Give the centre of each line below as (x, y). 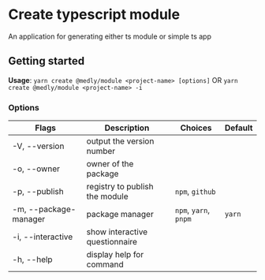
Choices (196, 128)
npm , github (195, 192)
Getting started (47, 61)
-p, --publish (38, 192)
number (101, 151)
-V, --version (38, 146)
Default (239, 128)
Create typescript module (94, 15)
